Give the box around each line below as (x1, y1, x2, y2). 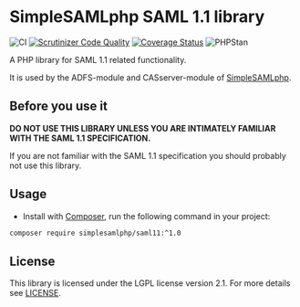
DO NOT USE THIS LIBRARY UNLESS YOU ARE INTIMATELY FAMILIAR (9, 122, 276, 133)
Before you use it (9, 99, 108, 114)
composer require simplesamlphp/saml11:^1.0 (9, 228, 181, 238)
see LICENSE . (9, 288, 61, 299)
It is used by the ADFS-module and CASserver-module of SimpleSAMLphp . (9, 71, 292, 83)
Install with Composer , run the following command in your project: (22, 210, 271, 221)
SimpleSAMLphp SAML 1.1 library (9, 6, 265, 27)
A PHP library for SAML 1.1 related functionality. (9, 54, 187, 65)
